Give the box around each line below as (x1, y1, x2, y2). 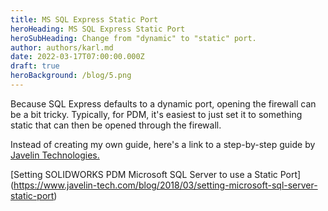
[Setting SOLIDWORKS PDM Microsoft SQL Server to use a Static (10, 168, 278, 180)
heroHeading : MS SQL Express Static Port (10, 24, 186, 34)
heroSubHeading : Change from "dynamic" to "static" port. (10, 33, 257, 43)
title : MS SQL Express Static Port (10, 14, 159, 25)
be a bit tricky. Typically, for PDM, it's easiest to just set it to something (10, 108, 303, 120)
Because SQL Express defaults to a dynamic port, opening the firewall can (10, 97, 317, 110)
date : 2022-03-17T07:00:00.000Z (10, 52, 145, 62)
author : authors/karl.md (10, 42, 114, 53)
